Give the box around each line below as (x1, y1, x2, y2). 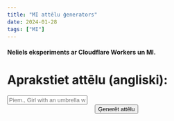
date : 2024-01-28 (7, 18, 58, 26)
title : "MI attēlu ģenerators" (7, 11, 98, 18)
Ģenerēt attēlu (98, 105, 135, 113)
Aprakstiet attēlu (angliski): (7, 73, 168, 88)
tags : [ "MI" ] (7, 26, 45, 32)
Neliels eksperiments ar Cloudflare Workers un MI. (7, 48, 156, 56)
